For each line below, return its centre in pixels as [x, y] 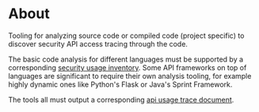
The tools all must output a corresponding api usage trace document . [121, 99]
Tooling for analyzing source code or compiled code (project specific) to [126, 35]
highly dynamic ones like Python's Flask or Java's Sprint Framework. [120, 84]
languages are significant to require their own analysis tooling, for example [130, 76]
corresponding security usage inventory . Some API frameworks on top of [128, 67]
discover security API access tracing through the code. [98, 43]
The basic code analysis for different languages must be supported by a [126, 59]
